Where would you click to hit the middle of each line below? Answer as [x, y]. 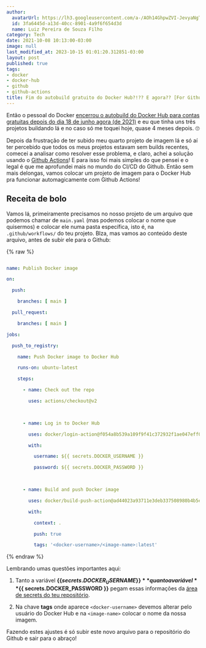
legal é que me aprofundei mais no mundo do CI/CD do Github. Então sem [100, 166]
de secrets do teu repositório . [52, 595]
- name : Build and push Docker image [71, 490]
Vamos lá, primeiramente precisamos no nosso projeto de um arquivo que [100, 214]
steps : [26, 379]
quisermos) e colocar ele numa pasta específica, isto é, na [80, 226]
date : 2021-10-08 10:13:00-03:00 [49, 40]
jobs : [13, 334]
